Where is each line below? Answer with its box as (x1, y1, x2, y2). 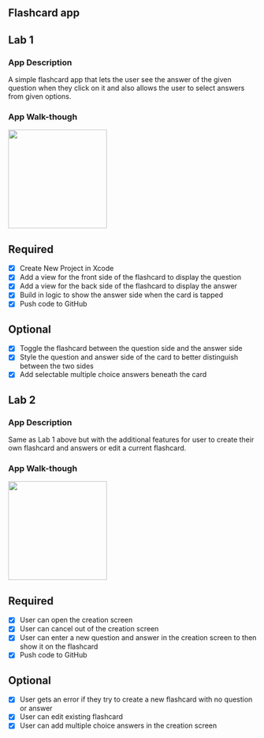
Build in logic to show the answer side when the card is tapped (19, 290, 224, 299)
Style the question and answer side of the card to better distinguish (19, 352, 239, 362)
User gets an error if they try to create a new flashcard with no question (19, 695, 253, 704)
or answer (19, 703, 53, 714)
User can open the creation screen (19, 616, 133, 625)
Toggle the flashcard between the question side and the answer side (19, 344, 243, 353)
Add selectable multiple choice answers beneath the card (19, 370, 207, 379)
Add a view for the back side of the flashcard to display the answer (19, 281, 238, 291)
